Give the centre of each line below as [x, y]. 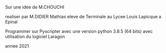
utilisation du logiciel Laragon [35, 37]
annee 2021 [17, 46]
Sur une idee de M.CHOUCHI [35, 7]
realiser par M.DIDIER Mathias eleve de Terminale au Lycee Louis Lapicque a [83, 16]
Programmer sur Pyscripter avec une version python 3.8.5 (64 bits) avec [79, 31]
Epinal [11, 22]
